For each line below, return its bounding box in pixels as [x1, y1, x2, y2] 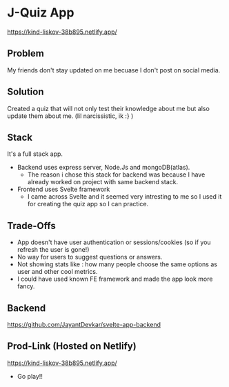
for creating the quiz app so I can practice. [27, 200, 149, 208]
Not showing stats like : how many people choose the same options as [17, 260, 217, 268]
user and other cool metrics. [17, 268, 98, 276]
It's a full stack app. [7, 150, 63, 158]
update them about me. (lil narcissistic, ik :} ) [7, 112, 134, 120]
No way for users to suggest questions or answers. [17, 253, 163, 261]
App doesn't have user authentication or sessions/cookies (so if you [17, 238, 212, 246]
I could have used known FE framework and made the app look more [17, 275, 213, 284]
